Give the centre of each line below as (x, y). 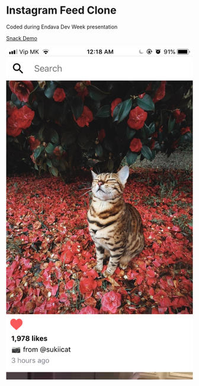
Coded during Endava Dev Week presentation (62, 27)
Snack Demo (22, 38)
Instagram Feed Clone (61, 10)
